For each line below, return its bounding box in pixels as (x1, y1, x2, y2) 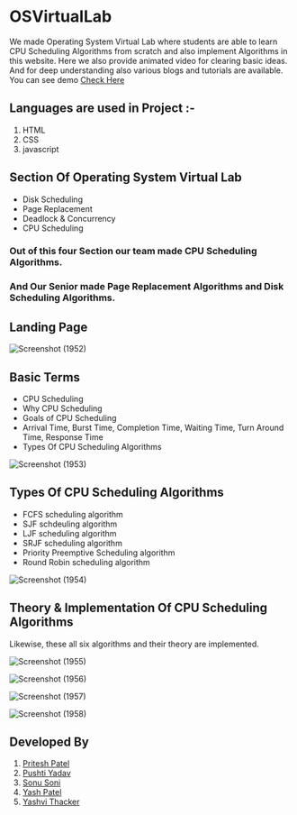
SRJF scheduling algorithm (22, 537, 123, 548)
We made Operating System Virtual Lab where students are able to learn (9, 36, 278, 47)
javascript (22, 143, 59, 154)
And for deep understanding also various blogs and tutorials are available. (9, 65, 283, 76)
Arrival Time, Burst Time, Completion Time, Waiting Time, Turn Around (22, 422, 284, 434)
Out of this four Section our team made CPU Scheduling (9, 245, 258, 258)
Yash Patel (22, 787, 62, 798)
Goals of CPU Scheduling (22, 413, 117, 424)
